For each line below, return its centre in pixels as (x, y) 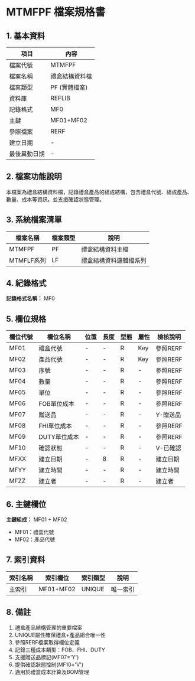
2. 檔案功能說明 (34, 177)
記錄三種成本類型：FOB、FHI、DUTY (60, 650)
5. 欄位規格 (26, 319)
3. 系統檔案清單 (34, 220)
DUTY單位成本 (59, 437)
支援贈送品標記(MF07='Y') (47, 657)
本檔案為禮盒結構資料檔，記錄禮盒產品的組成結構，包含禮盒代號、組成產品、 (99, 192)
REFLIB (61, 98)
